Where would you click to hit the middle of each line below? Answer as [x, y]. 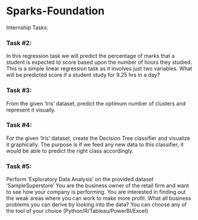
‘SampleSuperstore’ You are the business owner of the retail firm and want [98, 185]
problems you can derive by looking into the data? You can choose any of [97, 204]
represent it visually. [31, 110]
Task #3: [19, 91]
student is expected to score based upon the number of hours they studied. [99, 62]
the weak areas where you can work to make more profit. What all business [99, 199]
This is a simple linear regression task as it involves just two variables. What [99, 69]
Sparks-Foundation [55, 11]
